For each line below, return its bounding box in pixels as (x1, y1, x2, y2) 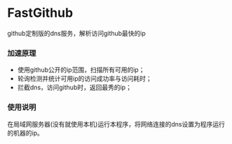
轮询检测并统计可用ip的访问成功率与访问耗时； (17, 74, 152, 83)
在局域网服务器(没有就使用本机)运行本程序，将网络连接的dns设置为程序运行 (7, 119, 226, 128)
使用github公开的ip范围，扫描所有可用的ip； (17, 65, 145, 74)
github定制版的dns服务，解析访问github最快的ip (7, 29, 146, 37)
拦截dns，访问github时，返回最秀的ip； (17, 83, 132, 92)
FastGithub (7, 5, 74, 21)
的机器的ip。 (7, 129, 43, 137)
